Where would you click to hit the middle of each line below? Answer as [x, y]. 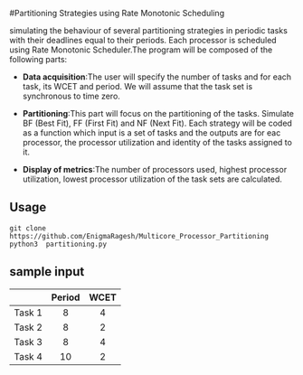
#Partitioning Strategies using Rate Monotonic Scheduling [117, 13]
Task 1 [28, 313]
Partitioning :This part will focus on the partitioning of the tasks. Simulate [158, 113]
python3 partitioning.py [58, 244]
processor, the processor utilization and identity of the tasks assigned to [157, 142]
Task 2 [28, 327]
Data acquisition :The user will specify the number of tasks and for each [157, 77]
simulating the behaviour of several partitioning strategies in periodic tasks [148, 30]
